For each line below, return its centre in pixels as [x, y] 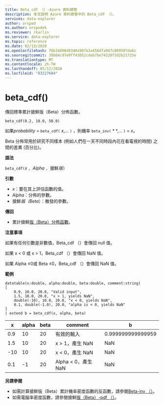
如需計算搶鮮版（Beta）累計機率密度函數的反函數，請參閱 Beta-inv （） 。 [85, 391]
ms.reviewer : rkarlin [27, 32]
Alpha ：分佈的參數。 [33, 195]
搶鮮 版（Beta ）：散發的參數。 [41, 201]
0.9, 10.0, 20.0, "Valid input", [48, 292]
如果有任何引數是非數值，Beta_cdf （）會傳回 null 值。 [60, 242]
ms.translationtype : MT [29, 60]
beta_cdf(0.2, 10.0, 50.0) [32, 121]
